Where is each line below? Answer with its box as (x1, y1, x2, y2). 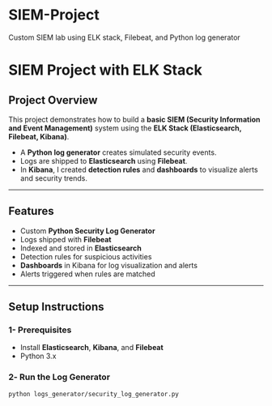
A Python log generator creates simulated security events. (19, 147, 217, 157)
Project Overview (8, 93, 98, 107)
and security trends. (19, 173, 87, 183)
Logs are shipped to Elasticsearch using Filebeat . (19, 156, 188, 165)
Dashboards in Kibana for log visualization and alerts (19, 260, 198, 270)
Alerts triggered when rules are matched (19, 269, 155, 279)
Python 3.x (19, 351, 57, 361)
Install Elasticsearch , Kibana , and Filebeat (19, 343, 164, 353)
